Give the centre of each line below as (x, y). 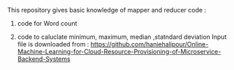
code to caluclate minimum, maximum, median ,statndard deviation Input (122, 37)
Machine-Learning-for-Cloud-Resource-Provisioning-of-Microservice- (119, 52)
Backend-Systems (44, 59)
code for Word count (47, 23)
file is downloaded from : (53, 44)
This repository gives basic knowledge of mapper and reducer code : (107, 10)
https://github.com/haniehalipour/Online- (149, 44)
